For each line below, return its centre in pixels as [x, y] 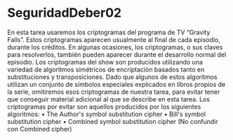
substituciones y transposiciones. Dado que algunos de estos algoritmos [112, 77]
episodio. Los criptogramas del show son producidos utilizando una [105, 62]
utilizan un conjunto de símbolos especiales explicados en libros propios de [116, 84]
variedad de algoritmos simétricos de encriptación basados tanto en [106, 69]
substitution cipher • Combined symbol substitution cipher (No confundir [113, 121]
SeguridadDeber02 [64, 13]
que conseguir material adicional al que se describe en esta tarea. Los [109, 99]
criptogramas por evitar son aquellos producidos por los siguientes [104, 106]
